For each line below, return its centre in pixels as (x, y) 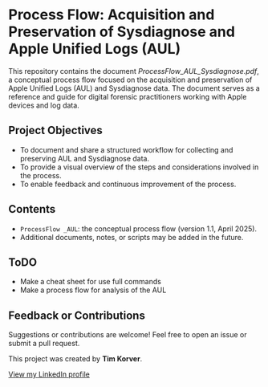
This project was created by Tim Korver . (75, 359)
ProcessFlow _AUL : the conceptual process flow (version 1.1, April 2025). (138, 228)
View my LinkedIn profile (49, 374)
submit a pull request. (44, 344)
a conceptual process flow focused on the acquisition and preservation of (130, 79)
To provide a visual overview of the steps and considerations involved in (139, 167)
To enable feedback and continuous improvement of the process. (128, 184)
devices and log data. (44, 105)
